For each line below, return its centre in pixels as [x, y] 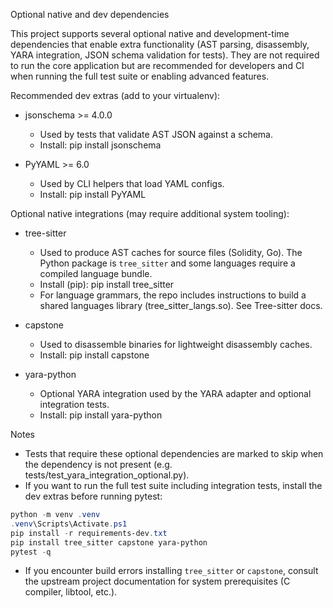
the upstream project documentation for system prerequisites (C [157, 581]
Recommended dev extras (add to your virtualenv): [115, 95]
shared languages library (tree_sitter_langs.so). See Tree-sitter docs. [181, 305]
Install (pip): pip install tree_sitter [107, 284]
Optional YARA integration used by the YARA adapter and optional [175, 393]
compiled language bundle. [96, 273]
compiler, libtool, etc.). [71, 592]
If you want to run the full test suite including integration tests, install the [173, 485]
